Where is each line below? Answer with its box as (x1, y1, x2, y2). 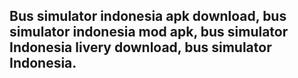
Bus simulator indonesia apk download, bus (9, 8, 287, 25)
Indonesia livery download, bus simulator (9, 39, 272, 56)
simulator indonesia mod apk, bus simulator (9, 24, 289, 41)
